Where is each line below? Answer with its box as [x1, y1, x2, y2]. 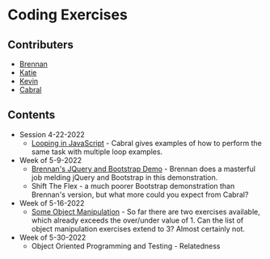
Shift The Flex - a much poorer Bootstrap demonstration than [31, 181, 235, 190]
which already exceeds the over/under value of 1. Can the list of [31, 215, 244, 225]
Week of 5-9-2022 [19, 155, 82, 165]
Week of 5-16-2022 [19, 198, 85, 207]
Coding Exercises [7, 6, 129, 24]
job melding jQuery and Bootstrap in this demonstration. [31, 172, 218, 182]
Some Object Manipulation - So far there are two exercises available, [31, 207, 260, 216]
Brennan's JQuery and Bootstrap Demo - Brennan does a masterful [31, 164, 256, 173]
